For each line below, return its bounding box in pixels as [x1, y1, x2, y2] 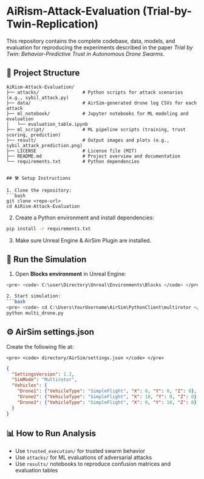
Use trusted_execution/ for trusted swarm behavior [15, 447, 146, 455]
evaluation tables [15, 467, 58, 474]
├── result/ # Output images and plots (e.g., [6, 137, 170, 143]
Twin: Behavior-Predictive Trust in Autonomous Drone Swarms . [6, 50, 165, 57]
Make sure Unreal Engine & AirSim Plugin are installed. [15, 236, 152, 244]
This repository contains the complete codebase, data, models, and [6, 37, 175, 44]
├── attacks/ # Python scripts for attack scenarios [6, 89, 183, 95]
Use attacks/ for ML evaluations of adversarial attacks [15, 454, 152, 461]
